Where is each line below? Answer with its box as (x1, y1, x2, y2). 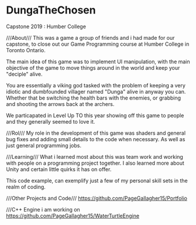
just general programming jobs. (6, 142, 82, 149)
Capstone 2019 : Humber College (6, 23, 87, 30)
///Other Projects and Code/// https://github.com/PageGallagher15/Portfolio (6, 195, 187, 202)
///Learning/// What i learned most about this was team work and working (6, 153, 183, 160)
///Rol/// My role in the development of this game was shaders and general (6, 129, 186, 137)
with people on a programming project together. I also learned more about (6, 159, 184, 166)
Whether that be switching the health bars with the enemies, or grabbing (6, 94, 181, 101)
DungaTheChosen (6, 4, 96, 17)
